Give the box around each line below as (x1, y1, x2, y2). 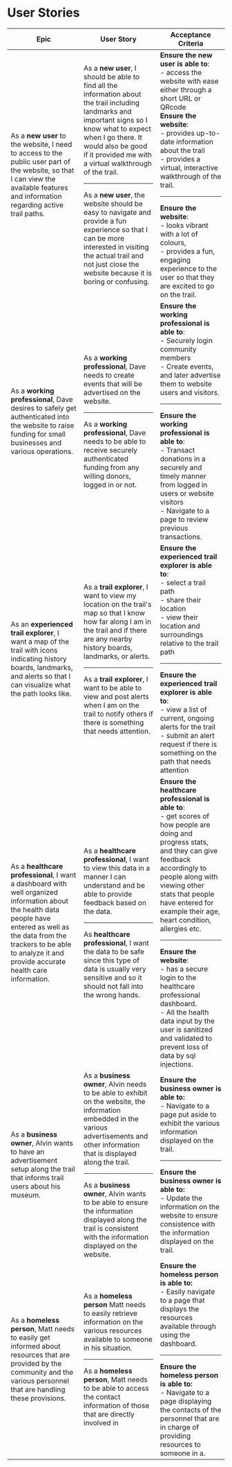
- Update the (159, 1193, 203, 1203)
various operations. (10, 447, 74, 457)
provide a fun (84, 216, 127, 226)
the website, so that (10, 166, 75, 175)
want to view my (84, 590, 137, 600)
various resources (84, 1326, 143, 1335)
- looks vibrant (159, 220, 209, 230)
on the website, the (84, 1096, 146, 1106)
